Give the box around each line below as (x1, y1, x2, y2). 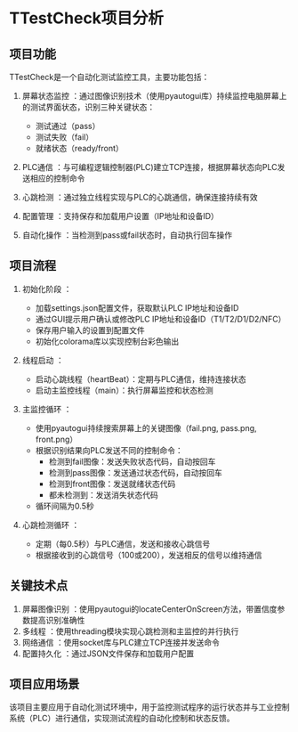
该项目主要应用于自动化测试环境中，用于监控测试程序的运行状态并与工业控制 (9, 702, 290, 712)
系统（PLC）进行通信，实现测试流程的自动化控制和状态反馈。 (9, 713, 235, 724)
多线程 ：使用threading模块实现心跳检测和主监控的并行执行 (21, 625, 239, 637)
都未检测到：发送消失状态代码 (48, 489, 158, 500)
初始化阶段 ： (21, 283, 72, 294)
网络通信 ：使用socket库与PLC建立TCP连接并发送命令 (21, 637, 221, 647)
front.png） (35, 434, 78, 444)
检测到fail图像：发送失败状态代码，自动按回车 (48, 456, 216, 467)
